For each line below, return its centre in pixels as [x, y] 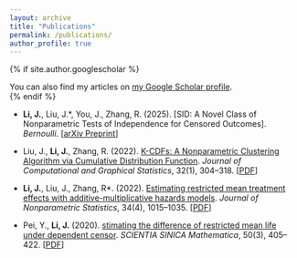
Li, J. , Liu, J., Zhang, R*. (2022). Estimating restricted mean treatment [154, 189]
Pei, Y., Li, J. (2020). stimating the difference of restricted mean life [149, 225]
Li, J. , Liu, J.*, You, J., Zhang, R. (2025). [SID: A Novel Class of [140, 114]
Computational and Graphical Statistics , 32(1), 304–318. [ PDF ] [140, 170]
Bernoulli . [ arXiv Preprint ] [70, 134]
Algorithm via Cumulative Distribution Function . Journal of [132, 161]
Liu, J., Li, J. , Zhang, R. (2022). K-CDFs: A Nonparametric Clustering [151, 151]
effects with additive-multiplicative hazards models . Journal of [140, 198]
